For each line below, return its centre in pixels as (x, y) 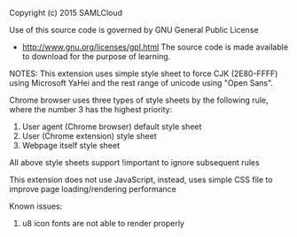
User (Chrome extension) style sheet (89, 136)
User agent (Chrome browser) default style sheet (112, 126)
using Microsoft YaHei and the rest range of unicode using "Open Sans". (141, 83)
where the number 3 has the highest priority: (91, 109)
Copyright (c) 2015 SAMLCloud (66, 13)
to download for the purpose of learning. (96, 56)
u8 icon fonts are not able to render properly (103, 223)
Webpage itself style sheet (71, 145)
